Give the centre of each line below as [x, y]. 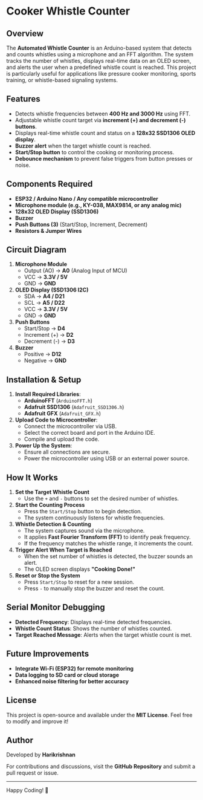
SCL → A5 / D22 [44, 303]
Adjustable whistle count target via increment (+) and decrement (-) [100, 120]
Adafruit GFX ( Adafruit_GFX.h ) [63, 414]
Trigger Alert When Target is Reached [63, 550]
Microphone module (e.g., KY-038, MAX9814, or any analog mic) [98, 205]
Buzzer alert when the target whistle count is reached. [83, 146]
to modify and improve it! [37, 721]
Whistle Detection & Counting [53, 524]
